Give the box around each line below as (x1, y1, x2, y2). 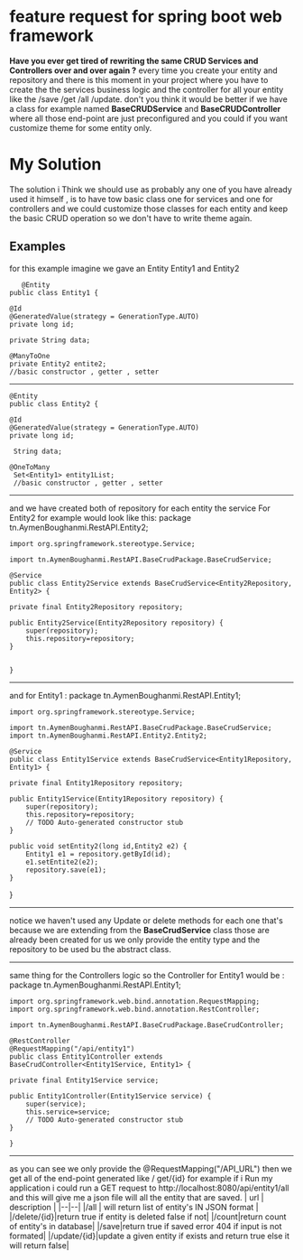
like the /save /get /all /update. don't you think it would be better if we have (9, 93, 289, 105)
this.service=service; (25, 1107, 111, 1116)
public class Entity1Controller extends (9, 1052, 164, 1061)
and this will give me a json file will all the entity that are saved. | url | (9, 1191, 264, 1202)
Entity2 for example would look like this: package (9, 512, 192, 523)
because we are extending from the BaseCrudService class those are (9, 924, 271, 935)
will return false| (9, 1239, 69, 1251)
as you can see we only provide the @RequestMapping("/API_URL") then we (9, 1163, 293, 1174)
